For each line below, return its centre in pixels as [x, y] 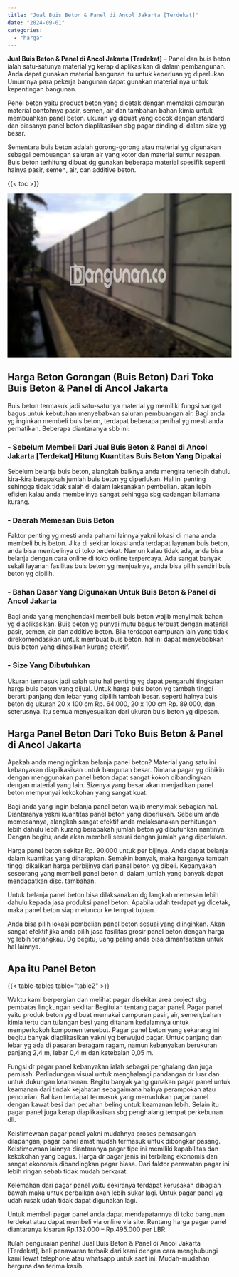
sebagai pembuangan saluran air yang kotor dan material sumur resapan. [115, 155]
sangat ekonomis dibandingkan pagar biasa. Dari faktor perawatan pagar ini [118, 1164]
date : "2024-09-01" [36, 22]
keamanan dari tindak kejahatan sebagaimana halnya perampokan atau [111, 1089]
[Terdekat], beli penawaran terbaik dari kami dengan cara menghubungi [113, 1251]
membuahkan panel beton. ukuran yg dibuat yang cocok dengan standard [116, 118]
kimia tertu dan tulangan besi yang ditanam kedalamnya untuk [99, 1023]
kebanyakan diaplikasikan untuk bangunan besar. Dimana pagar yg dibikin [116, 769]
